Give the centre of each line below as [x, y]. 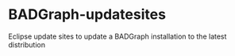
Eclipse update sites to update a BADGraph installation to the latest [118, 36]
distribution [27, 44]
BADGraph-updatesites [87, 15]
